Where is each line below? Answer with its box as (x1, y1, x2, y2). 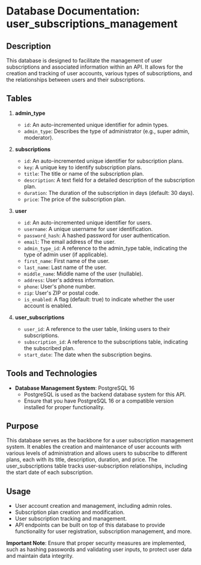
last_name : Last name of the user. (23, 264, 107, 271)
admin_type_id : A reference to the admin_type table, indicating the (23, 244, 187, 252)
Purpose (6, 421, 39, 431)
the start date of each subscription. (6, 469, 94, 476)
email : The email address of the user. (23, 238, 116, 245)
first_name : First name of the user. (23, 257, 110, 264)
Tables (6, 93, 32, 103)
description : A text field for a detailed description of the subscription (23, 176, 195, 184)
